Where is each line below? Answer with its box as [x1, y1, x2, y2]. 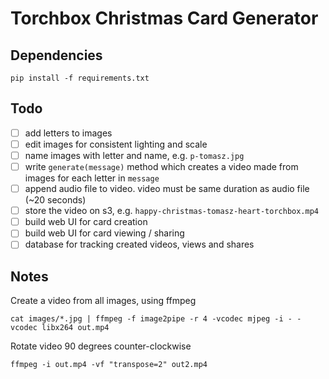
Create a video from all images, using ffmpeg [10, 295, 197, 307]
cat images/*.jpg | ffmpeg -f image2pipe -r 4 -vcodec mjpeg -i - [10, 314, 293, 324]
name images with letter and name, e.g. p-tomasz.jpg [24, 149, 245, 161]
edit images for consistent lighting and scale [24, 138, 208, 150]
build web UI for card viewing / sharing [24, 227, 185, 239]
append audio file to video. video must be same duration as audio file [24, 183, 310, 195]
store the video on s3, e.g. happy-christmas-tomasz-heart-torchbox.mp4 [24, 205, 319, 217]
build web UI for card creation [24, 216, 148, 228]
